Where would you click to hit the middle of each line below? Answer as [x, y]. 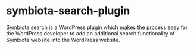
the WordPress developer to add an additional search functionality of [90, 33]
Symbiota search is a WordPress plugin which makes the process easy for [97, 27]
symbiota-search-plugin [68, 11]
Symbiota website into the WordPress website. [63, 40]
